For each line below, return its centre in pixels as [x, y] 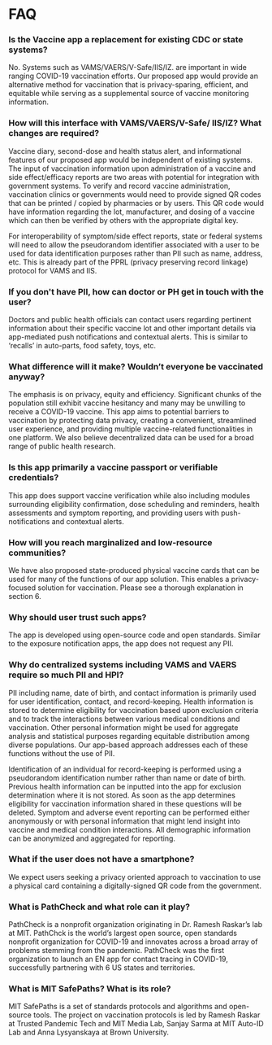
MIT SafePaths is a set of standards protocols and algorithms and [118, 1007]
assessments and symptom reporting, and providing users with [114, 513]
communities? [37, 553]
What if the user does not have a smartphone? [101, 859]
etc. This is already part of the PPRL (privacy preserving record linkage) [128, 262]
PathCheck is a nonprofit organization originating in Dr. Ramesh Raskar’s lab [136, 925]
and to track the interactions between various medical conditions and [124, 719]
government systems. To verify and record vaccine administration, [119, 186]
